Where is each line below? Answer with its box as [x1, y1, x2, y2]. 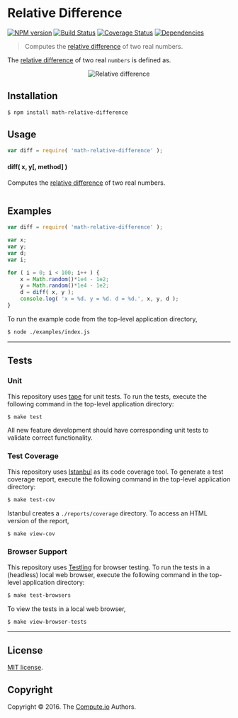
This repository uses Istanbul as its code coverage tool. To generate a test [7, 467, 224, 476]
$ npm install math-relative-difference [7, 108, 129, 116]
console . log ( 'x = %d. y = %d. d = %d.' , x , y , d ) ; [20, 295, 179, 302]
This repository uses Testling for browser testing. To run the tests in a [7, 563, 210, 571]
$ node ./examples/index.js [7, 328, 91, 336]
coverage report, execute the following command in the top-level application [7, 474, 231, 483]
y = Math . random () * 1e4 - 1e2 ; [20, 282, 110, 290]
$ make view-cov [7, 530, 55, 537]
